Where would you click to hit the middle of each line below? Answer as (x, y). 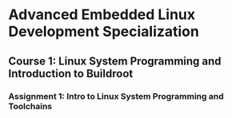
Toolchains (30, 106)
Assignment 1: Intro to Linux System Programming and (116, 96)
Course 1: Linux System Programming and (115, 61)
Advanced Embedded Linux (102, 15)
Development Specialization (104, 31)
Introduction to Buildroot (71, 73)
